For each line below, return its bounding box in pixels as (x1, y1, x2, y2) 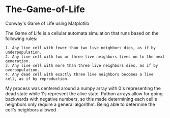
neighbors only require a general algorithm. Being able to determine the (5, 101, 155, 107)
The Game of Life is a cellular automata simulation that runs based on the (5, 30, 159, 36)
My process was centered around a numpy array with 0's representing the (5, 85, 161, 91)
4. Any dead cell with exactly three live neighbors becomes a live (5, 72, 154, 77)
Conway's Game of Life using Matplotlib (5, 20, 89, 26)
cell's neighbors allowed (5, 106, 56, 112)
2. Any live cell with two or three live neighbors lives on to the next (5, 54, 165, 59)
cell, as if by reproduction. (5, 76, 70, 82)
